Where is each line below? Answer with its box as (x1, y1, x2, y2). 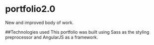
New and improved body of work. (5, 20, 74, 25)
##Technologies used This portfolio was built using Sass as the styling (5, 29, 150, 35)
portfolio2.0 (5, 3, 56, 15)
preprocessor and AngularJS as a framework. (5, 34, 98, 40)
